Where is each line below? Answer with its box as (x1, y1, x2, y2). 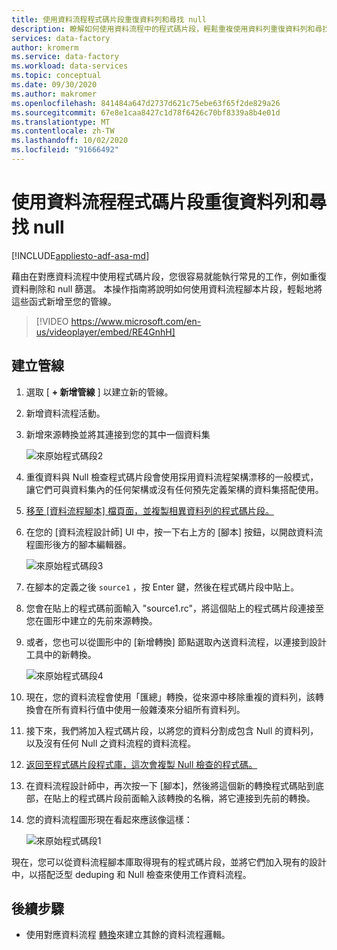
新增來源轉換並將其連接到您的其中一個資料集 (25, 428, 211, 440)
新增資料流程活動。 (25, 407, 106, 419)
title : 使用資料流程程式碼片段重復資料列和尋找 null (11, 14, 207, 25)
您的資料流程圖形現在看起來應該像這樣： (25, 813, 193, 825)
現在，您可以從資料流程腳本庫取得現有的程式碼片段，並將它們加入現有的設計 (11, 856, 327, 868)
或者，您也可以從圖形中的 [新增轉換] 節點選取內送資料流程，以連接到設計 (25, 636, 327, 648)
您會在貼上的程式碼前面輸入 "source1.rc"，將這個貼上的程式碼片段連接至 (25, 602, 325, 614)
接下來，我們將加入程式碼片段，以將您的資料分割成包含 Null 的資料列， (25, 724, 319, 736)
